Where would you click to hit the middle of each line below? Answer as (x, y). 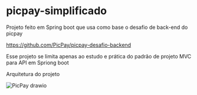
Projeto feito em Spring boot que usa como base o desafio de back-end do (97, 27)
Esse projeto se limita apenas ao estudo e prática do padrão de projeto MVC (99, 56)
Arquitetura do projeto (33, 74)
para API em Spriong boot (37, 63)
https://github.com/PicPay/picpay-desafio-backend (69, 45)
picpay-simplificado (57, 11)
